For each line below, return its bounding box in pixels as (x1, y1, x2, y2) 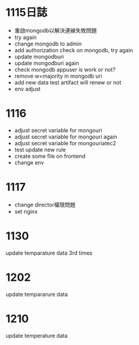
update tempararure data (5, 290, 68, 298)
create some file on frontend (14, 152, 86, 160)
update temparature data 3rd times (5, 249, 93, 256)
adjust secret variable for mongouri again (14, 133, 117, 140)
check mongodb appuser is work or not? (14, 66, 116, 73)
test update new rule (14, 146, 66, 153)
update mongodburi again (14, 59, 79, 67)
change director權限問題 (14, 201, 76, 208)
